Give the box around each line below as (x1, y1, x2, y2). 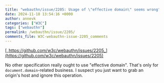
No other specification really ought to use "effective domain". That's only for (5, 62, 159, 68)
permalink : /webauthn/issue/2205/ (5, 30, 76, 34)
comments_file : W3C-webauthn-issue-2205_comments (5, 34, 108, 39)
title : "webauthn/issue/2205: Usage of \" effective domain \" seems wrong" (5, 7, 161, 12)
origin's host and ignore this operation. (5, 72, 83, 78)
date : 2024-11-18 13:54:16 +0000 (5, 12, 73, 17)
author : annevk (5, 16, 36, 21)
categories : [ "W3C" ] (5, 20, 47, 26)
